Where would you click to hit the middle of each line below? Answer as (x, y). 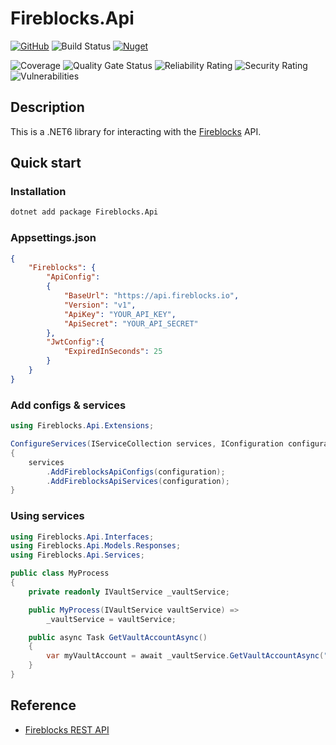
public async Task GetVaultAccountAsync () (118, 637)
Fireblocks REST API (67, 729)
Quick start (46, 163)
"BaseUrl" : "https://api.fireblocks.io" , (151, 296)
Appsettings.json (53, 238)
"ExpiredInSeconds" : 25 (113, 352)
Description (47, 107)
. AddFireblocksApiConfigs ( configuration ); (136, 472)
